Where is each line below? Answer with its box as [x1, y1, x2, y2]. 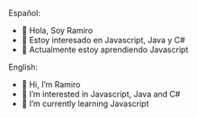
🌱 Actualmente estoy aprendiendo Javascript [21, 44, 189, 55]
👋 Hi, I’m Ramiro [21, 79, 81, 89]
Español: [8, 8, 41, 18]
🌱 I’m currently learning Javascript [21, 98, 149, 109]
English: [8, 62, 38, 72]
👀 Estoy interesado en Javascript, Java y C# [21, 35, 185, 45]
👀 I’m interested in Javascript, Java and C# [21, 89, 181, 99]
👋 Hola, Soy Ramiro [21, 25, 94, 35]
